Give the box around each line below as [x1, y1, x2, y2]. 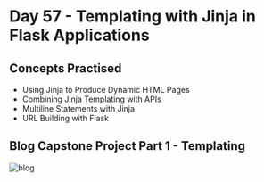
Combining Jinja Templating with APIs [21, 94, 162, 104]
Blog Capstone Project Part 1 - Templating [9, 138, 245, 153]
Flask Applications [9, 25, 150, 45]
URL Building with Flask [21, 113, 110, 123]
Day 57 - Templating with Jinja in [9, 6, 257, 27]
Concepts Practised [9, 61, 122, 76]
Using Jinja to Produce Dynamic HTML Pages [21, 85, 190, 95]
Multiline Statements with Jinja [21, 103, 136, 113]
